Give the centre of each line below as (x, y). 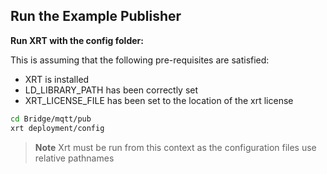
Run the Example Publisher (96, 16)
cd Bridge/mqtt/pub (51, 119)
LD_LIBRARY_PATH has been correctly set (111, 90)
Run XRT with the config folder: (77, 40)
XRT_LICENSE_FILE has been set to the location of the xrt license (159, 100)
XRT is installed (57, 79)
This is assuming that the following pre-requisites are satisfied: (140, 60)
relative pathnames (74, 158)
